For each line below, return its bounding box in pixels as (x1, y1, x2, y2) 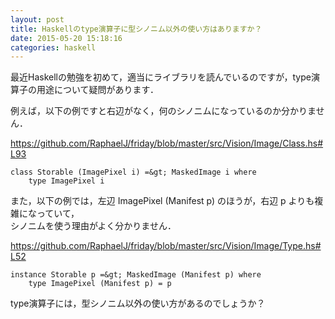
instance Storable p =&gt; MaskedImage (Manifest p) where (10, 270, 262, 280)
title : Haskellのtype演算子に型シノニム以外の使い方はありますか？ (10, 24, 263, 34)
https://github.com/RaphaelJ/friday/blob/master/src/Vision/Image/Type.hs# (10, 240, 322, 252)
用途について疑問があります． (36, 84, 160, 96)
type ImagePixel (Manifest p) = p (28, 279, 172, 289)
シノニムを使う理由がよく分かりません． (10, 220, 177, 232)
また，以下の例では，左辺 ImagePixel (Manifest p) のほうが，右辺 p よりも (10, 195, 315, 207)
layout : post (10, 14, 65, 25)
